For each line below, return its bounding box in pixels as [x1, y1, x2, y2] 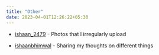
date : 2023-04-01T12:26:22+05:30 [6, 14, 89, 20]
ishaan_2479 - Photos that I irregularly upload [14, 30, 126, 37]
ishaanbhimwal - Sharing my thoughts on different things [14, 42, 154, 49]
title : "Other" [6, 8, 44, 15]
